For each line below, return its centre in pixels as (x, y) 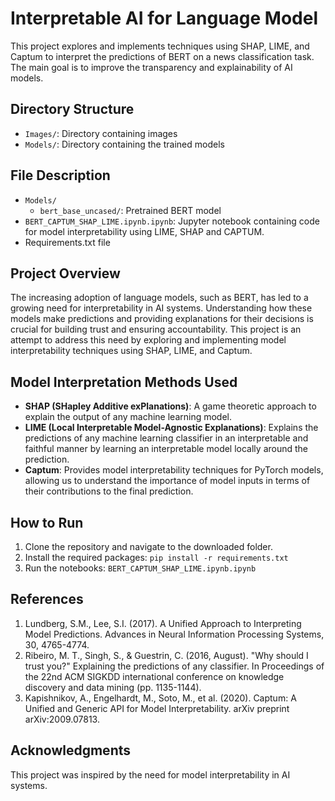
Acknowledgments (71, 750)
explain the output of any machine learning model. (128, 417)
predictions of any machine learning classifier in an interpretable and (166, 438)
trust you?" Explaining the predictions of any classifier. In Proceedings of (174, 666)
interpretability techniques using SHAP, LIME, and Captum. (131, 351)
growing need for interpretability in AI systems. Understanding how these (161, 308)
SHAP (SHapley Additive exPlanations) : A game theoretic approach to (170, 406)
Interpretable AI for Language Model (164, 18)
